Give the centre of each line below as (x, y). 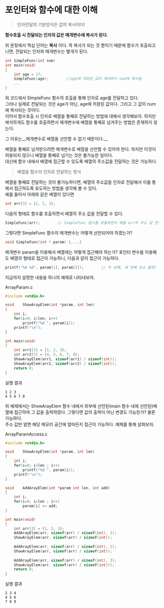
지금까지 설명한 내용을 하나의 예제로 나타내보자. (50, 277)
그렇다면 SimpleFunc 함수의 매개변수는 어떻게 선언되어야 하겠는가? (69, 233)
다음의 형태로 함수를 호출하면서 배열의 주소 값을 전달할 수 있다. (64, 214)
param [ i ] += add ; (40, 506)
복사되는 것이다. (25, 110)
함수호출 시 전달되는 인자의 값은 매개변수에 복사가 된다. (57, 35)
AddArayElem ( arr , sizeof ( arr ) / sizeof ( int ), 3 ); (65, 560)
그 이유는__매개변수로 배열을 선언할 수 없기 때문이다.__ (57, 139)
